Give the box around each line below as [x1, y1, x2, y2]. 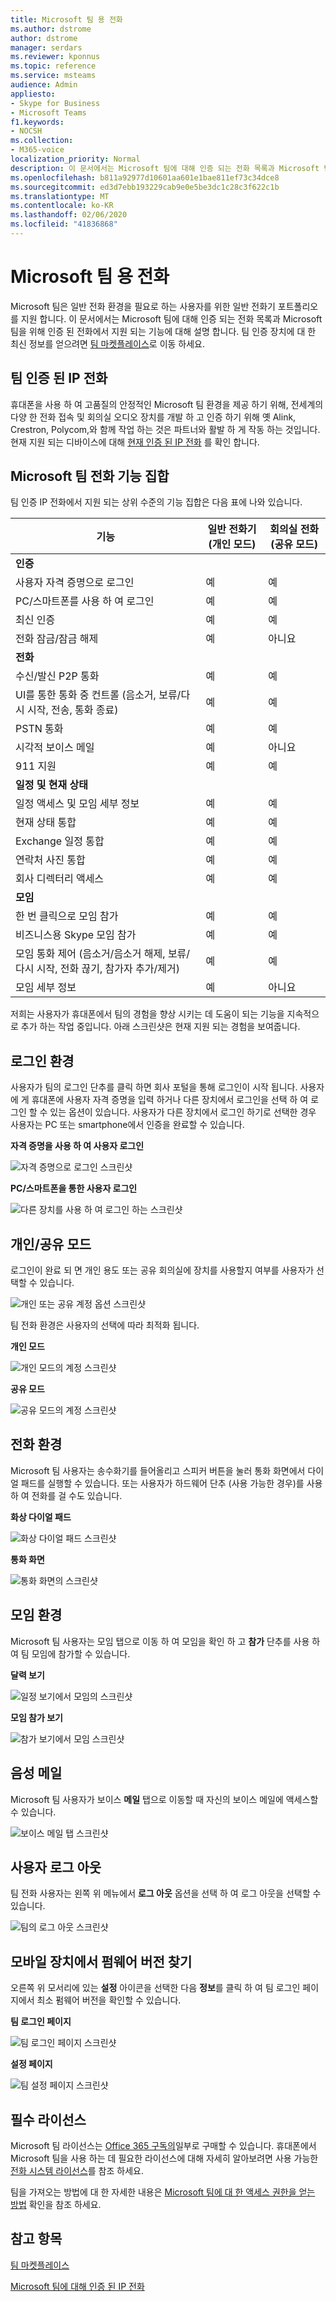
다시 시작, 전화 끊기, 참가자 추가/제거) [15, 962, 180, 976]
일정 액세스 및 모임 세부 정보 [15, 797, 140, 811]
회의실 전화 [269, 522, 320, 536]
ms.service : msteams [10, 71, 97, 81]
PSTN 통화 [15, 722, 64, 736]
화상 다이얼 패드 [10, 1511, 72, 1523]
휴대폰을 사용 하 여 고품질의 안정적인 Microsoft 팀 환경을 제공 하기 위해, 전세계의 [10, 398, 324, 410]
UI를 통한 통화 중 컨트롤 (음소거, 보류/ [15, 688, 182, 702]
